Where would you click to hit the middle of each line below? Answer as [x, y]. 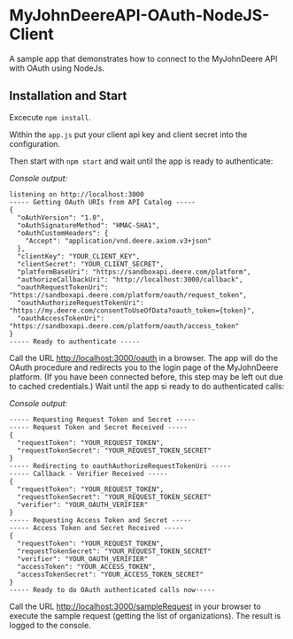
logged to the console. [50, 625]
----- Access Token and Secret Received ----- [96, 527]
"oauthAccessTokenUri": [61, 318]
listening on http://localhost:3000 [77, 194]
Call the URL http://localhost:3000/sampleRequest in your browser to [135, 606]
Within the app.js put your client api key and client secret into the [128, 135]
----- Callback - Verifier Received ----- [89, 473]
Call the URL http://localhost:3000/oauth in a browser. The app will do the [144, 358]
